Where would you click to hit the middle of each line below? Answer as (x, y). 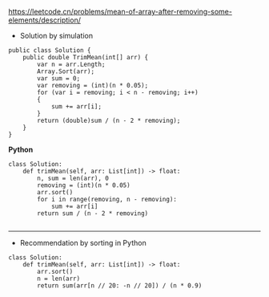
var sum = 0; (59, 79)
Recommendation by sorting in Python (83, 243)
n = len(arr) (59, 279)
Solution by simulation (56, 36)
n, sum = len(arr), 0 (73, 178)
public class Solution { (50, 51)
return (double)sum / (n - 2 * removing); (109, 120)
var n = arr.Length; (71, 64)
